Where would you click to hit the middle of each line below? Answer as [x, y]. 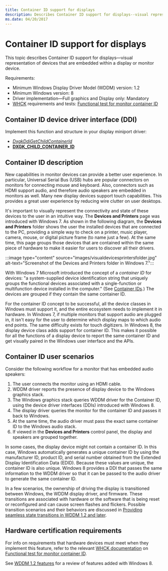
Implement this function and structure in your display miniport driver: [76, 132]
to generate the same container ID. [41, 478]
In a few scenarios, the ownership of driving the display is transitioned [77, 488]
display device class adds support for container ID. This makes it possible [81, 330]
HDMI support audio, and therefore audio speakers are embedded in [76, 190]
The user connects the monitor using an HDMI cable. [67, 384]
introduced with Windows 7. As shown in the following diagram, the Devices [83, 221]
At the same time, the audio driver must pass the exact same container [85, 421]
